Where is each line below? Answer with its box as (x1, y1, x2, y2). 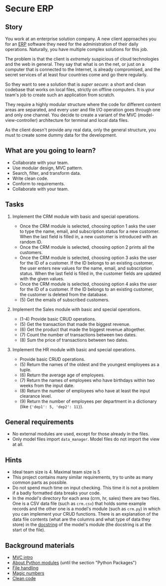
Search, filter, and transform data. (12, 170, 82, 176)
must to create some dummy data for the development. (5, 132, 118, 138)
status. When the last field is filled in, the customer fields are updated (19, 270, 161, 276)
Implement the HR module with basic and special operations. (12, 346, 136, 352)
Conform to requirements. (12, 180, 65, 186)
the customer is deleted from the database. (19, 291, 108, 297)
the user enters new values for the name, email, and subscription (19, 265, 152, 271)
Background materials (5, 541, 75, 550)
